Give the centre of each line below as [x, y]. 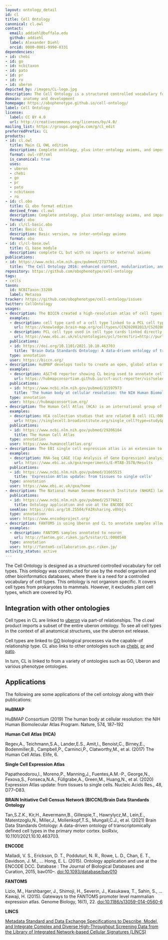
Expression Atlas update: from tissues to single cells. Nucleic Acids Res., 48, [84, 784]
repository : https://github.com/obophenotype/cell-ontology [69, 271]
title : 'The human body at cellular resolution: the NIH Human [81, 393]
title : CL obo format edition [41, 206]
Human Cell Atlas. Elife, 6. [32, 754]
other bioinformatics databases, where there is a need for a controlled [77, 576]
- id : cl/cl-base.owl [28, 243]
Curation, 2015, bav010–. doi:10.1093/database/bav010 [61, 871]
